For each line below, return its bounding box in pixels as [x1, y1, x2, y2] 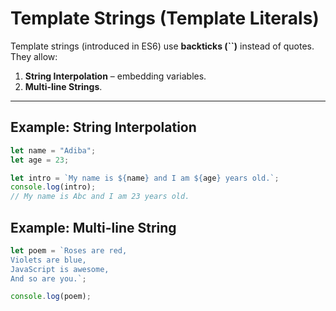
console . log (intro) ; [10, 182, 97, 192]
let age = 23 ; [10, 155, 70, 165]
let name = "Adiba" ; [10, 145, 97, 156]
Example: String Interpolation [10, 119, 197, 136]
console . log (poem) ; [10, 292, 92, 302]
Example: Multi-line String [10, 219, 177, 236]
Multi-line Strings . [24, 80, 103, 92]
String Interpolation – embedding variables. [24, 70, 207, 82]
